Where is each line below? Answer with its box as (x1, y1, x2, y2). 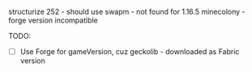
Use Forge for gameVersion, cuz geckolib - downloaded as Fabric (19, 47, 240, 56)
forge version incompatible (8, 15, 99, 25)
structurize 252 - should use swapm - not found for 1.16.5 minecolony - (8, 7, 246, 16)
